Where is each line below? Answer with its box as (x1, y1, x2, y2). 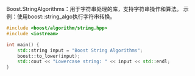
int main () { (6, 41, 40, 47)
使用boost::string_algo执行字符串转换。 (16, 13, 116, 20)
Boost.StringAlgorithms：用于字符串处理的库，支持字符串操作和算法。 (6, 5, 182, 12)
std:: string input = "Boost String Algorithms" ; (17, 47, 143, 54)
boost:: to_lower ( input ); (17, 53, 80, 59)
